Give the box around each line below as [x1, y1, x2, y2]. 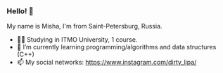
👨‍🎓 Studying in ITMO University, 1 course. [16, 35, 138, 44]
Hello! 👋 [6, 6, 34, 16]
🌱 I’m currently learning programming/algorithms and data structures [16, 43, 217, 51]
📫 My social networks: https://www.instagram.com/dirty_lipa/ [16, 58, 197, 67]
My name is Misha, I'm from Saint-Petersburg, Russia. [6, 22, 163, 31]
